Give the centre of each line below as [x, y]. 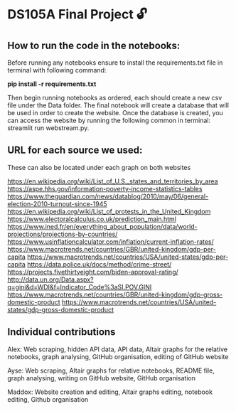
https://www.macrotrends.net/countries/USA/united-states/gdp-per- [128, 257]
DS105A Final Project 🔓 [77, 15]
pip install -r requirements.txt [52, 84]
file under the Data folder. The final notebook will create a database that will [118, 105]
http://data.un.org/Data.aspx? [50, 279]
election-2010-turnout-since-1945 [58, 203]
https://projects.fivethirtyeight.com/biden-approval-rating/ [93, 272]
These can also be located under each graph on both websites [99, 167]
